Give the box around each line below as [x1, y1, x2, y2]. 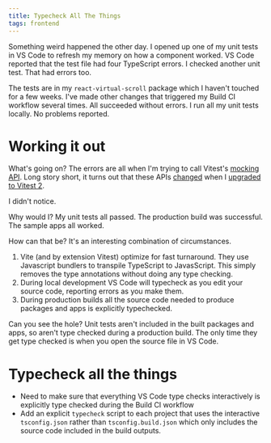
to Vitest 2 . [8, 181, 44, 191]
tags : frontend [8, 19, 60, 27]
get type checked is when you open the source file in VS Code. [8, 336, 219, 346]
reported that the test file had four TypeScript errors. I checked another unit [8, 58, 260, 69]
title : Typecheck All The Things [8, 11, 121, 20]
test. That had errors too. [8, 67, 91, 77]
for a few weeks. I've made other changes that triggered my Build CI [8, 91, 236, 101]
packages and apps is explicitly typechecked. [19, 304, 172, 314]
